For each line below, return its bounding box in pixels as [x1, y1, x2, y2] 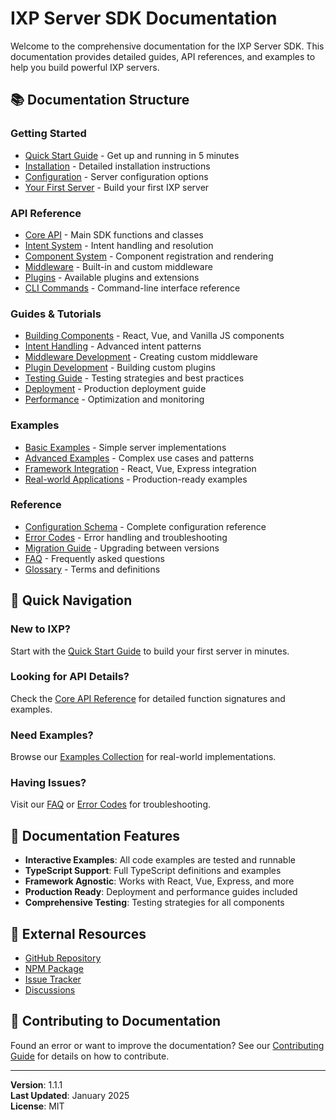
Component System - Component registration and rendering [24, 250, 274, 262]
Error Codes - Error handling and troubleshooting [24, 531, 228, 543]
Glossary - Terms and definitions [24, 563, 161, 575]
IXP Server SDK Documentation [10, 7, 278, 30]
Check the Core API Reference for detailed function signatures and [10, 692, 286, 704]
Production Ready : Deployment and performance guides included [24, 886, 298, 898]
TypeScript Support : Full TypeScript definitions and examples [24, 865, 282, 877]
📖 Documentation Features [10, 827, 180, 844]
